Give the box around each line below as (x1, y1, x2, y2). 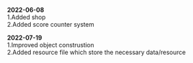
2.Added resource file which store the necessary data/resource (7, 48, 186, 56)
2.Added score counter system (7, 21, 94, 28)
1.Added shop (7, 13, 46, 21)
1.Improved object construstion (7, 41, 94, 49)
